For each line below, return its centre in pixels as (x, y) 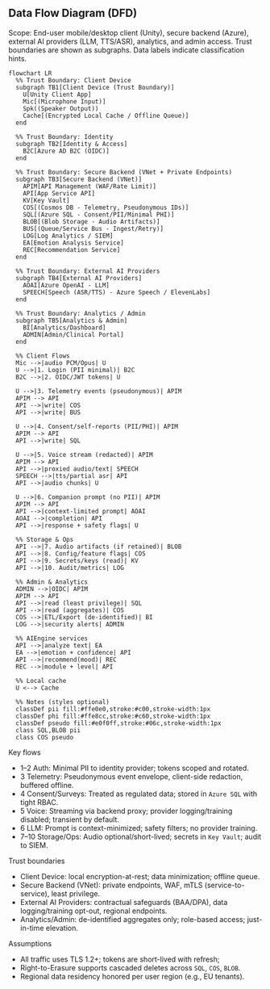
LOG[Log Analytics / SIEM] (68, 236)
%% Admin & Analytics (52, 582)
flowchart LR (30, 73)
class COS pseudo (45, 737)
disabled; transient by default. (69, 819)
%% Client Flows (43, 356)
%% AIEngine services (52, 638)
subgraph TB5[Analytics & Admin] (72, 321)
